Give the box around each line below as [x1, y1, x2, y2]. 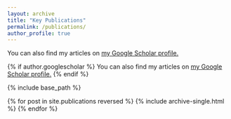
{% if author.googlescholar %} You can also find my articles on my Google [7, 62, 223, 71]
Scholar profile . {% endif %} [7, 70, 89, 78]
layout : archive [7, 10, 55, 17]
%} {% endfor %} [7, 104, 58, 113]
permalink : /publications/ [7, 23, 86, 30]
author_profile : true [7, 29, 71, 37]
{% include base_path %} [7, 83, 81, 92]
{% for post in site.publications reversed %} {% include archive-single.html [7, 97, 225, 106]
